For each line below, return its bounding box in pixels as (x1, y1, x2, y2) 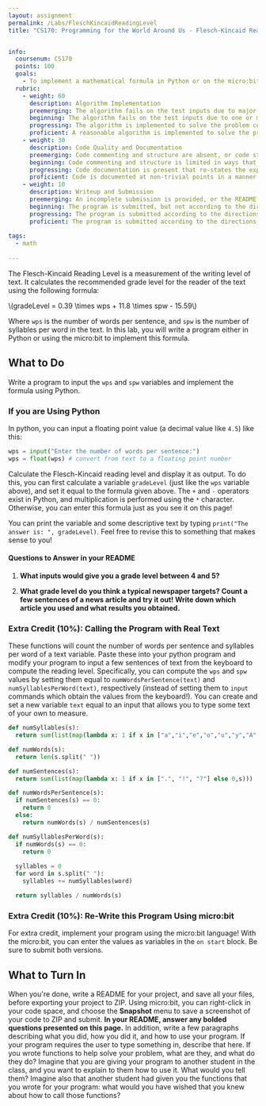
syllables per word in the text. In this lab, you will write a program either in (8, 325, 249, 334)
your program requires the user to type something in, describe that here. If (8, 1039, 251, 1049)
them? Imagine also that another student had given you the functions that (8, 1073, 248, 1083)
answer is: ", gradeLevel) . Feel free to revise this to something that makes (8, 526, 256, 536)
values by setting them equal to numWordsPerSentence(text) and (8, 675, 215, 684)
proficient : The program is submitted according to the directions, (28, 218, 260, 225)
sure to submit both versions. (8, 946, 104, 955)
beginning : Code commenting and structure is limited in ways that (28, 158, 257, 167)
